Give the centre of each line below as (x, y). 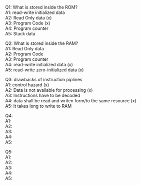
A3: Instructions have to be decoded (43, 95)
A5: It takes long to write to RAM (38, 106)
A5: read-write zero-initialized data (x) (44, 70)
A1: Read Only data (24, 49)
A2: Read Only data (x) (28, 18)
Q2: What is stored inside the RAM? (42, 43)
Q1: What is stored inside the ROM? (41, 7)
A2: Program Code (24, 54)
